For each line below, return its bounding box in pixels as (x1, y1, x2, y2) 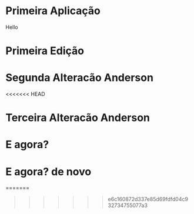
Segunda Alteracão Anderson (5, 71, 154, 85)
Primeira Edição (5, 44, 85, 58)
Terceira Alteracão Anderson (5, 111, 150, 125)
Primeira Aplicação (5, 4, 101, 18)
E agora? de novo (5, 165, 92, 178)
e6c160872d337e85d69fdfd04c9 (108, 196, 189, 203)
